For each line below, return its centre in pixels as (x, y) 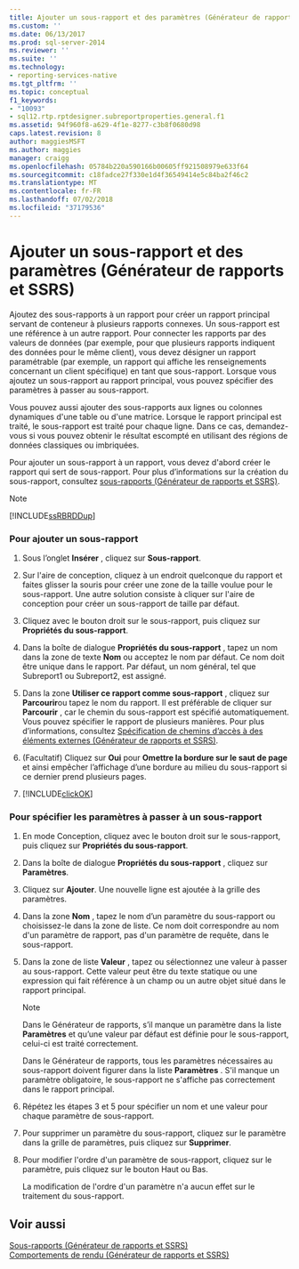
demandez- (267, 426)
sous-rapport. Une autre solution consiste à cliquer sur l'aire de (138, 594)
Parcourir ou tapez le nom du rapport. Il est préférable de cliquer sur (147, 702)
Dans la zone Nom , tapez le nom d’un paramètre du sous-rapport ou (149, 917)
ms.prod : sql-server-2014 (57, 42)
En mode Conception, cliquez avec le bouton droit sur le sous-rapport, (151, 837)
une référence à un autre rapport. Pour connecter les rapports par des (138, 333)
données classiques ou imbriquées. (74, 445)
